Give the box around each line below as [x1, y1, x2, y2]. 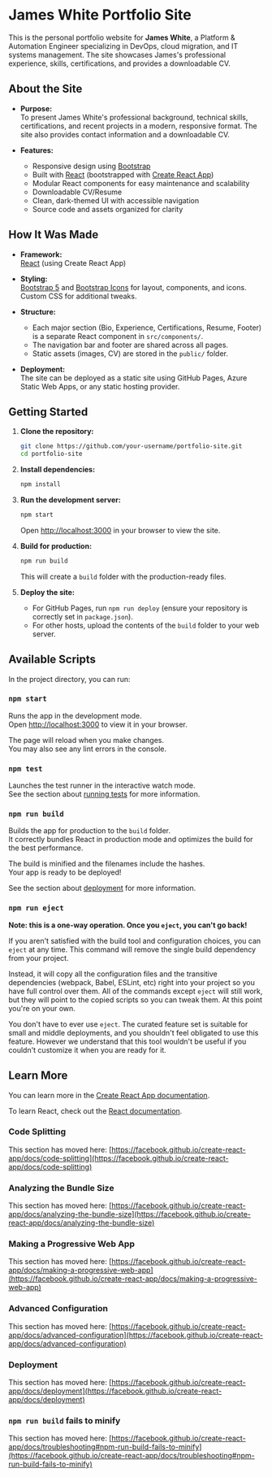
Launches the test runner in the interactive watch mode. [8, 780, 196, 790]
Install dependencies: [19, 465, 96, 475]
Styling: [19, 274, 48, 284]
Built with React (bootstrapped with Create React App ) [32, 169, 214, 180]
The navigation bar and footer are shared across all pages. [32, 340, 229, 350]
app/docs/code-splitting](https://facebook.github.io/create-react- [8, 1153, 229, 1163]
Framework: [19, 250, 63, 259]
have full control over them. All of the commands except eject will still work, [8, 986, 263, 996]
